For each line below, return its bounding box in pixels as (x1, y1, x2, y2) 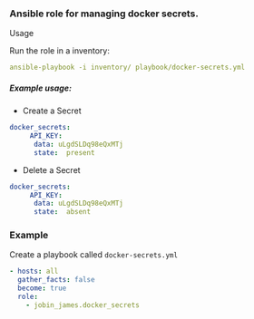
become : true (17, 284, 67, 293)
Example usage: (9, 82, 73, 93)
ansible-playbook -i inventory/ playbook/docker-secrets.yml (9, 63, 246, 72)
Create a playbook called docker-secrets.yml (9, 249, 179, 260)
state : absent (33, 208, 92, 217)
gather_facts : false (17, 275, 95, 285)
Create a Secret (22, 105, 82, 116)
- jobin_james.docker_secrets (25, 300, 141, 310)
